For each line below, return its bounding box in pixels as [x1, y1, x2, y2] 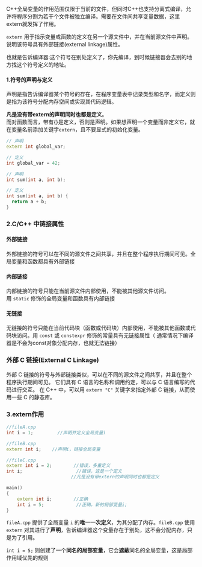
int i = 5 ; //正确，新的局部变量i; [17, 501, 127, 508]
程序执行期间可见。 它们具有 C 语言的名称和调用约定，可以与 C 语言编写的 [6, 378, 191, 385]
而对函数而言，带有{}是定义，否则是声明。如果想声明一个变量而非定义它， [6, 118, 190, 125]
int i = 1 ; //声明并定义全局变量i [6, 429, 106, 436]
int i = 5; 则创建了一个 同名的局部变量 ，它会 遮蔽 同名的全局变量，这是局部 [6, 546, 193, 554]
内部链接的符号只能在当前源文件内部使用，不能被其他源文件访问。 [6, 287, 170, 294]
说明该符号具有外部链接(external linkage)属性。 [6, 41, 123, 48]
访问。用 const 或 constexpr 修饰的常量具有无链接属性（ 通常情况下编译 [16, 332, 194, 339]
